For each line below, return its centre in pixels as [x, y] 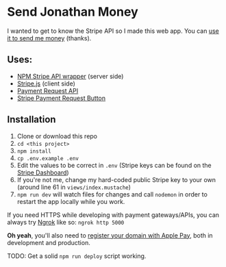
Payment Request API [48, 90]
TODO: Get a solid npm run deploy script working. [77, 256]
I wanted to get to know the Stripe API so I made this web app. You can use [113, 31]
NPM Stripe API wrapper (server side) [70, 76]
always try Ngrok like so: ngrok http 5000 [66, 222]
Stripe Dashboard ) [43, 173]
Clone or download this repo [57, 136]
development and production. [49, 242]
